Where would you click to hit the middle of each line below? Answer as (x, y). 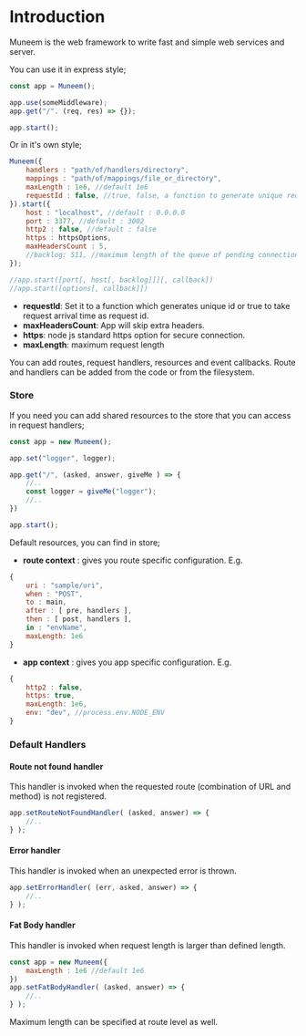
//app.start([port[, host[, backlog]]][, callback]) (112, 280)
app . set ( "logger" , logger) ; (63, 458)
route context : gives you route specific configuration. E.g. (133, 560)
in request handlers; (47, 425)
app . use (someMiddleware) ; (58, 102)
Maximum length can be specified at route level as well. (114, 1022)
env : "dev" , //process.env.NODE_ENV (96, 713)
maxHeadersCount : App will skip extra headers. (113, 325)
